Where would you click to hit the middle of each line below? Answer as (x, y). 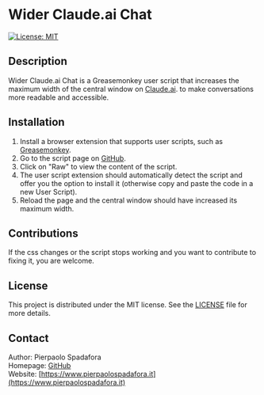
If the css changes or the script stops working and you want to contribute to (132, 253)
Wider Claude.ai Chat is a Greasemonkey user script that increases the (124, 80)
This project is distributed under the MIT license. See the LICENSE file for (128, 305)
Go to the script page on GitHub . (73, 158)
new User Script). (48, 192)
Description (38, 61)
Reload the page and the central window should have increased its (128, 200)
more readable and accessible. (59, 97)
